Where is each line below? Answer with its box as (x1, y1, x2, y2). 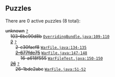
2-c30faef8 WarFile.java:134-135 (15, 44, 87, 50)
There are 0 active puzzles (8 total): (5, 17, 81, 24)
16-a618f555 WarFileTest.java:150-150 (20, 55, 103, 61)
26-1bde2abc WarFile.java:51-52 (15, 66, 86, 72)
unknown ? (5, 28, 29, 34)
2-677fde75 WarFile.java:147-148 (15, 49, 88, 55)
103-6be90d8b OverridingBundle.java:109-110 (10, 33, 110, 39)
